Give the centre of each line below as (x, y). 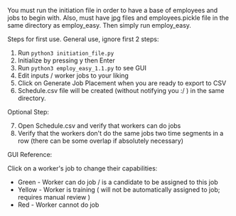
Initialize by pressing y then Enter (66, 60)
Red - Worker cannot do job (58, 205)
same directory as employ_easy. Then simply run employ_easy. (100, 25)
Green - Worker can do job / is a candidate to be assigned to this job (118, 182)
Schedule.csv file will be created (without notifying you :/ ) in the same (121, 91)
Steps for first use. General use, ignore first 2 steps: (83, 39)
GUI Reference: (30, 155)
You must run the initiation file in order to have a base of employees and (113, 10)
